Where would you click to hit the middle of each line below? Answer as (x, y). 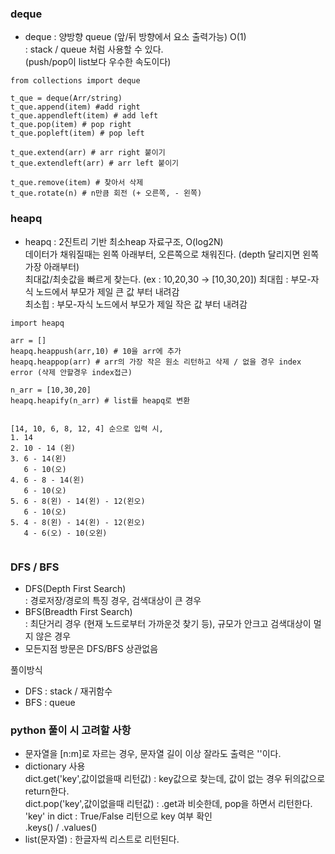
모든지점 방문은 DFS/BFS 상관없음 (91, 648)
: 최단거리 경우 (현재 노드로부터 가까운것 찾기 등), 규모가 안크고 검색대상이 (168, 623)
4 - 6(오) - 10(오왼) (65, 533)
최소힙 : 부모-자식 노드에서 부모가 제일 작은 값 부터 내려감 (136, 304)
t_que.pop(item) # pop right (71, 125)
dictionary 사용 (55, 766)
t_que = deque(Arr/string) (66, 98)
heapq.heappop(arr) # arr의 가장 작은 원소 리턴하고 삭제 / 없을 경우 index (156, 362)
